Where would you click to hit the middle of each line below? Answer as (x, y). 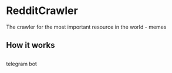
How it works (31, 45)
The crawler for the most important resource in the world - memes (86, 27)
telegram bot (21, 64)
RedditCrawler (42, 11)
